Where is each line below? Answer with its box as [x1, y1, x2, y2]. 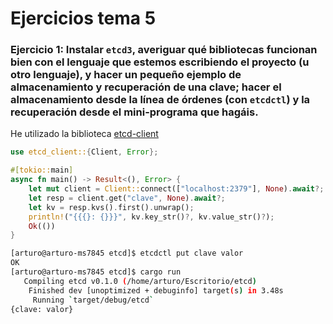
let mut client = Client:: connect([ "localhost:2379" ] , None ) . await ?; [28, 184, 325, 194]
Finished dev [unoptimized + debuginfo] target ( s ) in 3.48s [28, 285, 284, 296]
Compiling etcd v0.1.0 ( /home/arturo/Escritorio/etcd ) [23, 276, 257, 286]
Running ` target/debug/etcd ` [32, 295, 155, 305]
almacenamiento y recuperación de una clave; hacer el [10, 80, 282, 94]
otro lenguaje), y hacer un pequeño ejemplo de [10, 68, 242, 82]
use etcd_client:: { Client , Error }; [10, 147, 159, 157]
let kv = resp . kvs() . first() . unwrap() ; [28, 202, 195, 212]
